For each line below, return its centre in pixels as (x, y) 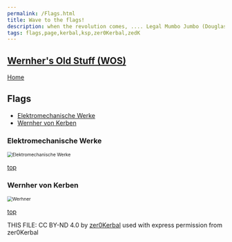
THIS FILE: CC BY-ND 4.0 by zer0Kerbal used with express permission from (115, 225)
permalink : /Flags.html (41, 13)
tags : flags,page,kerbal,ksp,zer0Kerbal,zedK (74, 33)
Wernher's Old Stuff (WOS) (67, 60)
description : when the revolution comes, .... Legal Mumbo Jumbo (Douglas (117, 26)
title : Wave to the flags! (46, 20)
